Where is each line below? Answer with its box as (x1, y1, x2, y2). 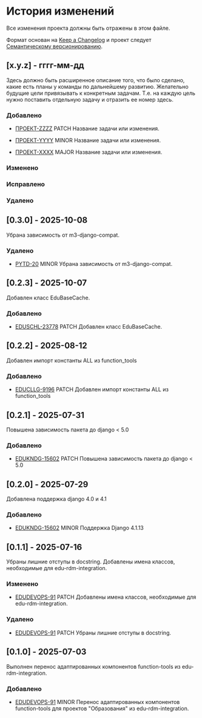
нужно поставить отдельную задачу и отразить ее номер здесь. (6, 96, 174, 103)
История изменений (6, 4, 115, 18)
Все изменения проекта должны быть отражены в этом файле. (6, 24, 170, 32)
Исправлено (6, 179, 45, 188)
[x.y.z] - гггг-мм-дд (6, 60, 84, 71)
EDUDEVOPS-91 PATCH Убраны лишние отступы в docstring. (15, 629, 172, 636)
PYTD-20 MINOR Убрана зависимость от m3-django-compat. (15, 260, 173, 267)
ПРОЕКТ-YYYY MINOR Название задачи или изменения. (15, 137, 161, 144)
